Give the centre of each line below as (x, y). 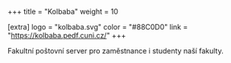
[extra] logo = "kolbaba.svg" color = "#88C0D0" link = (98, 27)
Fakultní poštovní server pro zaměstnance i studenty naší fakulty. (115, 51)
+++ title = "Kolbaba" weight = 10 (63, 12)
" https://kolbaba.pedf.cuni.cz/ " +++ (67, 35)
